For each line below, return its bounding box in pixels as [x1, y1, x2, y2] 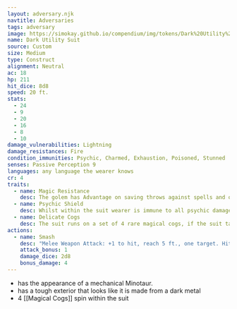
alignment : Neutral [7, 63, 65, 70]
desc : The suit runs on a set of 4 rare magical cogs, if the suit [20, 220, 222, 227]
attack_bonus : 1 [20, 246, 68, 254]
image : [7, 30, 27, 37]
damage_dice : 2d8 [20, 253, 71, 260]
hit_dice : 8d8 [7, 83, 49, 90]
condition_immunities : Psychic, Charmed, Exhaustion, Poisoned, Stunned [7, 154, 226, 162]
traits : [7, 181, 30, 188]
